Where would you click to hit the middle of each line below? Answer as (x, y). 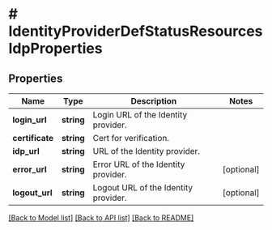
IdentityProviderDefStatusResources (136, 31)
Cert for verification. (131, 138)
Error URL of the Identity (139, 164)
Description (154, 101)
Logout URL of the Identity (142, 187)
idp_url (26, 151)
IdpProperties (55, 49)
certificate (33, 138)
